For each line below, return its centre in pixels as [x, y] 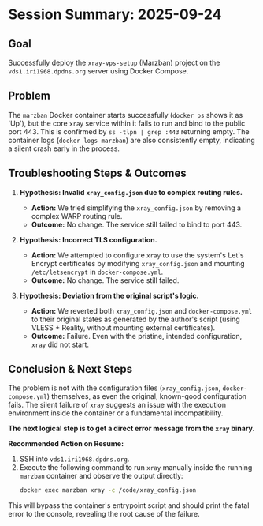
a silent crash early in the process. [64, 148]
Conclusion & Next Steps [70, 369]
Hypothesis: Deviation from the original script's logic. [109, 295]
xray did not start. [60, 344]
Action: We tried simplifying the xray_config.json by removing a [136, 208]
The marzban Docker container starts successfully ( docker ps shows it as [126, 115]
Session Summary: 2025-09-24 [115, 15]
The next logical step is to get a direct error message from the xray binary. [131, 429]
